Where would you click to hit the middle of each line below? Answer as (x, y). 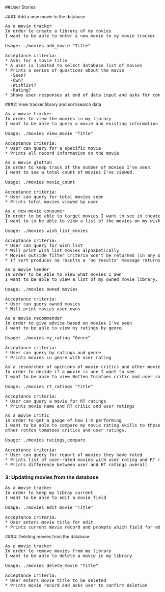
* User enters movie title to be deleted (56, 580)
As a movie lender (27, 270)
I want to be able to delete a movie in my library (69, 556)
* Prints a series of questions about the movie (65, 70)
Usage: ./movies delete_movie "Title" (52, 566)
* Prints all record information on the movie (62, 153)
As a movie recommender (34, 318)
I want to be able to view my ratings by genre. (65, 328)
